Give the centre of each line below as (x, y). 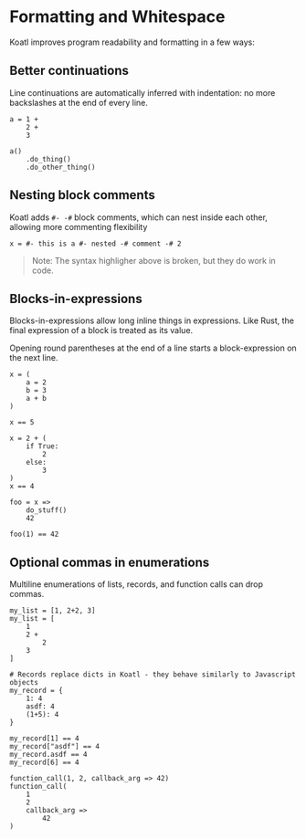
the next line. (34, 358)
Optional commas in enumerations (110, 562)
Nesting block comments (82, 195)
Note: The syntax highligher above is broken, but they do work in (153, 260)
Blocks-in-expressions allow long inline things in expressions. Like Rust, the (152, 320)
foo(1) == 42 (34, 535)
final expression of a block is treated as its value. (101, 330)
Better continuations (69, 71)
